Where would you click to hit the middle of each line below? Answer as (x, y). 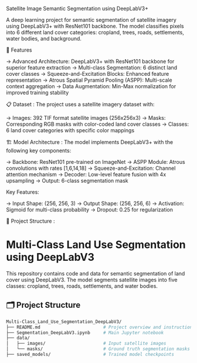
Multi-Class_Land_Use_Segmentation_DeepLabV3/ (64, 322)
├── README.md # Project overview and (84, 327)
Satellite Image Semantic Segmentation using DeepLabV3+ (77, 9)
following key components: (39, 150)
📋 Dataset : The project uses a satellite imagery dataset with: (80, 104)
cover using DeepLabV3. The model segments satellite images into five (92, 280)
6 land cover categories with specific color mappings (70, 130)
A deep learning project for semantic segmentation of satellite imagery (91, 20)
